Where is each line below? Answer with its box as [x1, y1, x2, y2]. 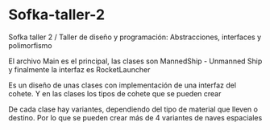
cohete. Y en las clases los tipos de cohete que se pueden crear [8, 88, 222, 98]
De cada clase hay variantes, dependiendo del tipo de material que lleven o [8, 104, 258, 114]
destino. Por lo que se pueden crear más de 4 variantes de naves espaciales [8, 112, 263, 122]
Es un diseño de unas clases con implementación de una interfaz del [8, 80, 236, 90]
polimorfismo [8, 40, 52, 50]
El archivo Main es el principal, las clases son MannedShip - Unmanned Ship [8, 56, 263, 66]
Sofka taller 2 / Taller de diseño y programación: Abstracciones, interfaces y [8, 32, 262, 42]
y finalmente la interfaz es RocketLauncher [8, 64, 151, 74]
